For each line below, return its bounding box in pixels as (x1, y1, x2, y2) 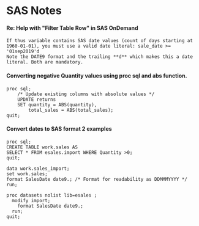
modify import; (12, 197, 51, 203)
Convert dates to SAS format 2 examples (6, 125, 112, 133)
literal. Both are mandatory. (6, 59, 84, 65)
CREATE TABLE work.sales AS (6, 144, 78, 150)
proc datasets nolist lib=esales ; (6, 192, 97, 199)
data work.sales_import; (6, 166, 70, 172)
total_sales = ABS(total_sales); (28, 107, 114, 113)
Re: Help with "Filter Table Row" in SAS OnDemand (6, 24, 139, 31)
